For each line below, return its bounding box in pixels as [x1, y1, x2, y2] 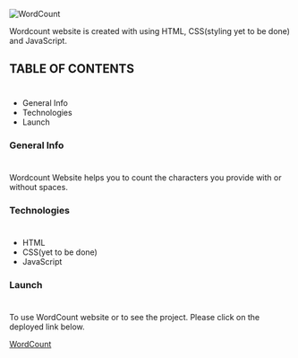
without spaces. [9, 181, 69, 192]
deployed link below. [9, 321, 85, 332]
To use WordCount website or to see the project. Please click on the [9, 311, 260, 322]
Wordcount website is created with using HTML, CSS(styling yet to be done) [9, 26, 291, 36]
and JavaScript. [9, 36, 67, 46]
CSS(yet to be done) [21, 247, 98, 258]
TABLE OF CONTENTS [9, 61, 134, 76]
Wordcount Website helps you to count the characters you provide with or [9, 171, 282, 183]
